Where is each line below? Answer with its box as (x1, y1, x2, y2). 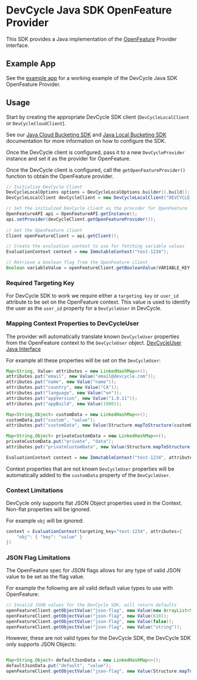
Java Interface (6, 345, 41, 352)
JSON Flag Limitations (6, 554, 71, 562)
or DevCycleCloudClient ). (6, 119, 66, 126)
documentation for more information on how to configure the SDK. (6, 137, 167, 144)
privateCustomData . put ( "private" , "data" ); (6, 439, 114, 445)
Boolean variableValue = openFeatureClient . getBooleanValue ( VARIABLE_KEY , (6, 265, 193, 271)
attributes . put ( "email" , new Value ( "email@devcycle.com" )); (6, 374, 157, 379)
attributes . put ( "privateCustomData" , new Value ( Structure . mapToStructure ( (6, 444, 193, 450)
